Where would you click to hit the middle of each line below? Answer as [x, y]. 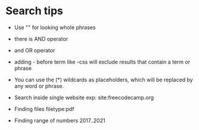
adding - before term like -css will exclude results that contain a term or [102, 62]
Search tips [34, 11]
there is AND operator [41, 39]
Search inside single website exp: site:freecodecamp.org [84, 97]
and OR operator [35, 50]
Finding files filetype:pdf [44, 109]
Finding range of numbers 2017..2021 [60, 121]
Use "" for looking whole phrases [55, 27]
